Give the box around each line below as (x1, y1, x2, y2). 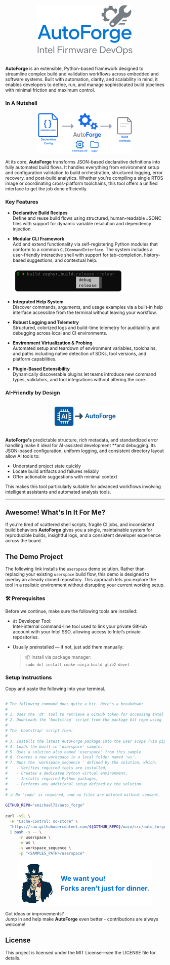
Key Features (5, 198, 39, 205)
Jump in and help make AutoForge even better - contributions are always (5, 916, 158, 922)
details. (5, 955, 21, 961)
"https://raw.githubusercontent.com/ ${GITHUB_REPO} (10, 824, 121, 829)
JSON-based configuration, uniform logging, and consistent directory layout (5, 448, 164, 454)
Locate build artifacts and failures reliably (12, 468, 99, 474)
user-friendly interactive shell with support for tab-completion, (12, 252, 143, 258)
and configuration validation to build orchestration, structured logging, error (5, 169, 163, 176)
